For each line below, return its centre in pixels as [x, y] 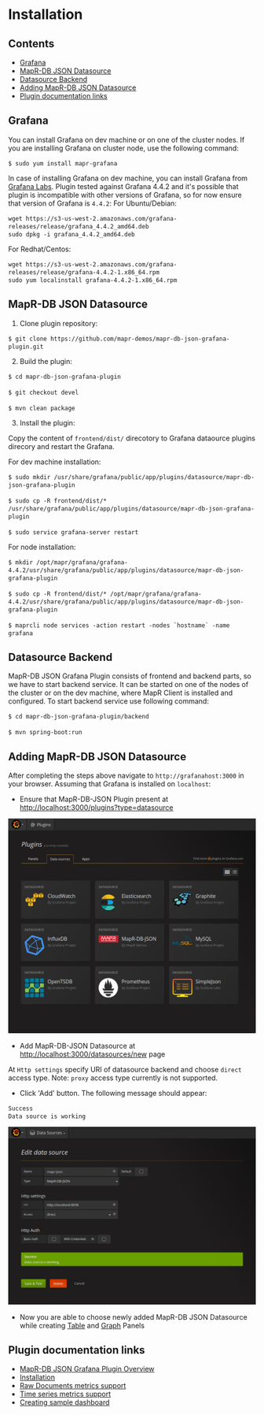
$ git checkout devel [44, 392]
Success [21, 1109]
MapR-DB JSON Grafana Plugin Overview [87, 1369]
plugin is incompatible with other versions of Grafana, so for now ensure [125, 195]
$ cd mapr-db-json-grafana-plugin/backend [79, 717]
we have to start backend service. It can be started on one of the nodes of [128, 685]
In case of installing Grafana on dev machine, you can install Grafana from [128, 178]
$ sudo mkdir [29, 477]
